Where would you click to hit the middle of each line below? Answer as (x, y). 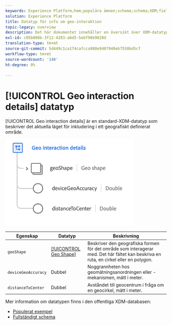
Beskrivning (126, 236)
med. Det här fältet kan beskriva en (124, 254)
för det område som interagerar (120, 249)
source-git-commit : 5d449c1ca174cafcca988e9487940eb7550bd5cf (73, 49)
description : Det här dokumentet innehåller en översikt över (73, 32)
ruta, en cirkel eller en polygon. (120, 260)
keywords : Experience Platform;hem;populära (53, 11)
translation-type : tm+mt (32, 44)
